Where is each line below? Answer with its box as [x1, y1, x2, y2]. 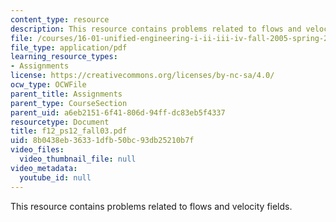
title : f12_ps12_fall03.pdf [10, 126, 128, 136]
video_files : [10, 145, 65, 155]
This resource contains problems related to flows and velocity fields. [10, 200, 293, 212]
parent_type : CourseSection [10, 98, 128, 108]
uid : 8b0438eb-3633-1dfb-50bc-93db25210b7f [10, 136, 195, 146]
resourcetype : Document [10, 117, 110, 127]
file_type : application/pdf [10, 42, 128, 53]
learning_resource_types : [10, 52, 118, 62]
